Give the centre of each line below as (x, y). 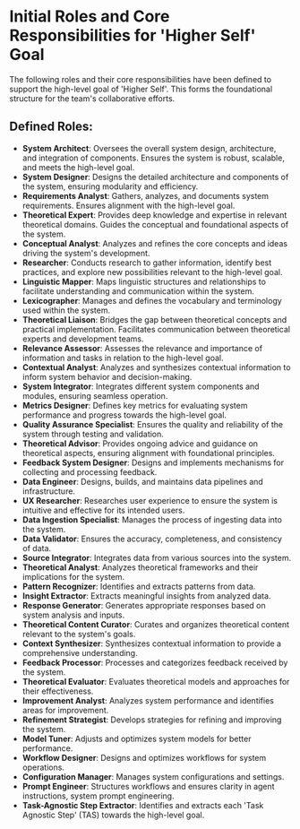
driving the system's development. (86, 253)
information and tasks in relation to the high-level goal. (123, 358)
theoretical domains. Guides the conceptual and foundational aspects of (155, 224)
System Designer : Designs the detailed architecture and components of (155, 177)
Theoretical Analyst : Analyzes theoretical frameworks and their (140, 567)
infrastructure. (49, 491)
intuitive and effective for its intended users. (103, 510)
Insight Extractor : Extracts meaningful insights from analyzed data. (146, 596)
